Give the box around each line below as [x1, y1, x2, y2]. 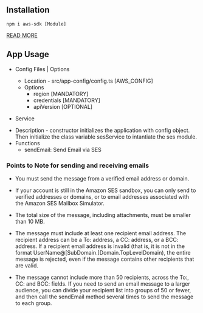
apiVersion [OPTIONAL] [33, 103, 93, 110]
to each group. [15, 299, 52, 306]
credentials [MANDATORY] [33, 97, 100, 104]
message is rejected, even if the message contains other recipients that [15, 255, 194, 263]
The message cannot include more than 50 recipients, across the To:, [15, 273, 190, 281]
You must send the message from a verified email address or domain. [15, 174, 190, 182]
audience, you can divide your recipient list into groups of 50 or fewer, [15, 286, 191, 294]
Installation [6, 5, 50, 15]
